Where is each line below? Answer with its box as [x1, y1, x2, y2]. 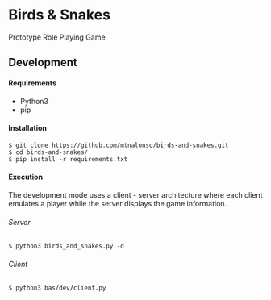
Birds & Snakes [8, 6, 111, 24]
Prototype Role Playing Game [8, 32, 106, 42]
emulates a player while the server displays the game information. [8, 198, 227, 208]
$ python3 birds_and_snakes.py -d [8, 242, 125, 251]
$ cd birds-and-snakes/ [8, 148, 89, 156]
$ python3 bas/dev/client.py [8, 284, 106, 292]
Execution [8, 172, 43, 182]
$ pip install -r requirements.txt [8, 155, 128, 163]
